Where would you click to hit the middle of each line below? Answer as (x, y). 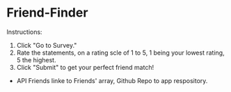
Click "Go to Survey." (47, 45)
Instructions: (24, 32)
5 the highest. (36, 59)
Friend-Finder (47, 13)
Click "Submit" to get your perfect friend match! (85, 67)
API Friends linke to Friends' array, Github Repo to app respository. (112, 80)
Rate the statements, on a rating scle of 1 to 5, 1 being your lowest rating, (120, 53)
